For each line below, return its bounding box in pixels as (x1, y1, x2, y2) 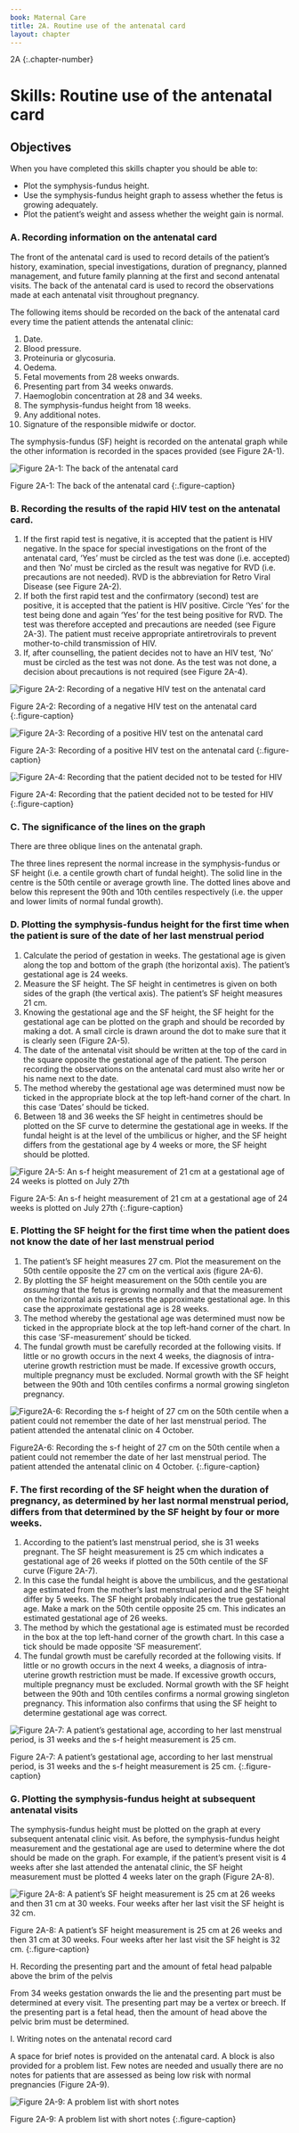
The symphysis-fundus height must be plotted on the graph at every (10, 1824, 261, 1835)
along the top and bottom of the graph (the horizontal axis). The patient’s (22, 959, 290, 970)
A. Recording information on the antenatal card (10, 231, 217, 243)
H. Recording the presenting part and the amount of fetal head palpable (10, 1961, 272, 1972)
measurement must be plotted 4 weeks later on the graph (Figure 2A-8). (10, 1872, 275, 1882)
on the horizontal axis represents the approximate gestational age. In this (22, 1294, 291, 1305)
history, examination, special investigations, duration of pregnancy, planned (10, 260, 287, 272)
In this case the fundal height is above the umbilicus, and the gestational (22, 1575, 288, 1585)
